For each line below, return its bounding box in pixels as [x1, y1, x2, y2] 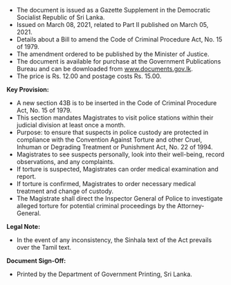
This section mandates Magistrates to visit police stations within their [16, 113, 214, 122]
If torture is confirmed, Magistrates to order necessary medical [16, 180, 196, 187]
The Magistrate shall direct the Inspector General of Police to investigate [16, 194, 223, 203]
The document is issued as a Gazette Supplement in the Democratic [16, 6, 211, 14]
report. [16, 172, 37, 181]
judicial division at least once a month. [16, 121, 126, 129]
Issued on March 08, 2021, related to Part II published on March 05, [16, 21, 209, 28]
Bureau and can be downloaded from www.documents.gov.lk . [16, 65, 193, 73]
